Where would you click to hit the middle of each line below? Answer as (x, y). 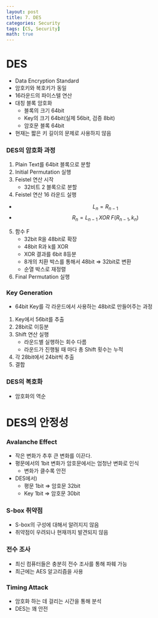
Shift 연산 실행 (32, 335)
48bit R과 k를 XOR (46, 246)
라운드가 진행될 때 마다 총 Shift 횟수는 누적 (74, 350)
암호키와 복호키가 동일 (41, 88)
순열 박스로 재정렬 (45, 269)
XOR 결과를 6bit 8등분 (50, 254)
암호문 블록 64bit (44, 126)
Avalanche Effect (32, 442)
